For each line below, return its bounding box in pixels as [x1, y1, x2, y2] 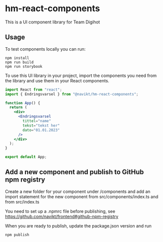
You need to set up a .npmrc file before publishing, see [5, 208, 116, 214]
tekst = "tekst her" [22, 123, 60, 128]
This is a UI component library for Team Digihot [5, 19, 100, 25]
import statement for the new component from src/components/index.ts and [5, 193, 159, 200]
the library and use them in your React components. [5, 77, 110, 83]
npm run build [5, 59, 34, 65]
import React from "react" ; [5, 87, 62, 92]
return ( [9, 105, 27, 110]
